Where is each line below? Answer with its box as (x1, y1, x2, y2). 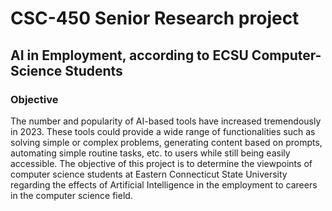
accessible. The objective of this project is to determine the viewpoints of (10, 157, 313, 169)
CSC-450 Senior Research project (10, 7, 300, 30)
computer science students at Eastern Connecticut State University (10, 168, 288, 180)
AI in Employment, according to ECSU (10, 47, 249, 64)
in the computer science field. (10, 189, 133, 201)
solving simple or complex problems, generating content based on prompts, (10, 136, 323, 148)
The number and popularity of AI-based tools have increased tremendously (10, 115, 322, 127)
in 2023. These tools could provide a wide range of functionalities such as (10, 125, 316, 137)
